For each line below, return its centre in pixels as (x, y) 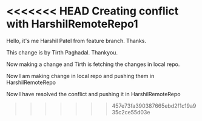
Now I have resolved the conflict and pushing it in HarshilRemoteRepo (93, 94)
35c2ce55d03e (131, 112)
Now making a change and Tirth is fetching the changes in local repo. (93, 64)
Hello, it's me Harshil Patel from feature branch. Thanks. (76, 41)
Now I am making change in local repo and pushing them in (80, 76)
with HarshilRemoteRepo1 (72, 24)
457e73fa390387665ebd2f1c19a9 (154, 106)
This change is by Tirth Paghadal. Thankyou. (62, 52)
